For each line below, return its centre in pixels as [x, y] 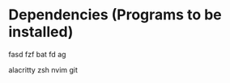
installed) [41, 32]
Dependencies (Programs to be [115, 15]
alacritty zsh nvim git [43, 69]
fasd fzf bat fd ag [37, 54]
